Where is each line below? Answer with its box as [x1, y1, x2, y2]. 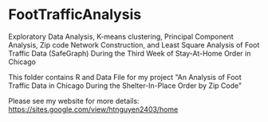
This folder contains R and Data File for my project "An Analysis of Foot [8, 72, 242, 82]
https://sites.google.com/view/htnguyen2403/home [8, 105, 179, 114]
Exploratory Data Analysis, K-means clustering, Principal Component [8, 32, 234, 41]
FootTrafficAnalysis [8, 6, 142, 24]
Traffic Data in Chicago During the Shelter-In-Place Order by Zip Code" [8, 81, 242, 90]
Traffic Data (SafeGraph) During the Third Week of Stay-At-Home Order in [8, 48, 251, 58]
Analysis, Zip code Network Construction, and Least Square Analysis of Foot [8, 40, 260, 49]
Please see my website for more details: [8, 96, 140, 105]
